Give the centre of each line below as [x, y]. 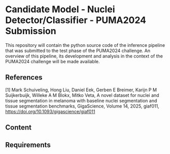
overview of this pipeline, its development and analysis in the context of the [84, 56]
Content [19, 128]
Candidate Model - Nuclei [60, 9]
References [24, 78]
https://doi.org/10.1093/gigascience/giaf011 [50, 111]
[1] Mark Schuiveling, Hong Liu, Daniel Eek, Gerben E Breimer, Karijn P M [81, 90]
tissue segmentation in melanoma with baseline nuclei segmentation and [81, 100]
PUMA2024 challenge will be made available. [53, 61]
